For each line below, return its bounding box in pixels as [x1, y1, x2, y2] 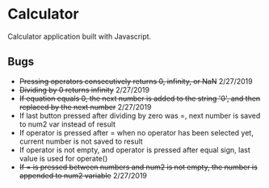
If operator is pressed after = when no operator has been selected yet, [19, 127, 254, 137]
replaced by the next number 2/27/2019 [19, 102, 152, 111]
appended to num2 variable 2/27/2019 [19, 170, 147, 180]
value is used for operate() [19, 153, 108, 163]
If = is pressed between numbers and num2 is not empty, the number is [19, 162, 258, 172]
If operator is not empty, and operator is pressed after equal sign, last [19, 144, 251, 154]
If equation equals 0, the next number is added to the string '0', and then [19, 94, 261, 103]
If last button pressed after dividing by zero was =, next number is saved [19, 111, 261, 120]
